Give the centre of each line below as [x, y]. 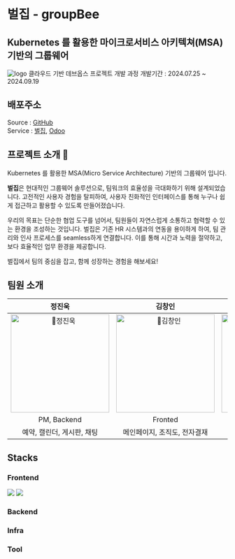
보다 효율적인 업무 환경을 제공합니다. [57, 246]
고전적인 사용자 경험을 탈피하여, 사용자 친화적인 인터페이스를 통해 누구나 [120, 196]
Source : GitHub [30, 122]
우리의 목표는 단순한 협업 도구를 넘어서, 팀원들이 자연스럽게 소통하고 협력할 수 [113, 220]
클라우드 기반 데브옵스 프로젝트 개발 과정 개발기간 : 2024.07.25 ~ [117, 73]
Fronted [165, 420]
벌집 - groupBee [54, 14]
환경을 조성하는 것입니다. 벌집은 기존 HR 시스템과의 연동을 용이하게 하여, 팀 [116, 228]
